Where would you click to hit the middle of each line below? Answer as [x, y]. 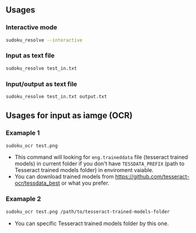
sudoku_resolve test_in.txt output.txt [56, 97]
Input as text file [30, 56]
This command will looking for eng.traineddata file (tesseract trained [101, 157]
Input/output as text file [42, 84]
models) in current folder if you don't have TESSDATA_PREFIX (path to [99, 163]
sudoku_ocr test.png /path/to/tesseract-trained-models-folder [88, 212]
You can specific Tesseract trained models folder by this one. [92, 223]
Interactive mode [31, 27]
